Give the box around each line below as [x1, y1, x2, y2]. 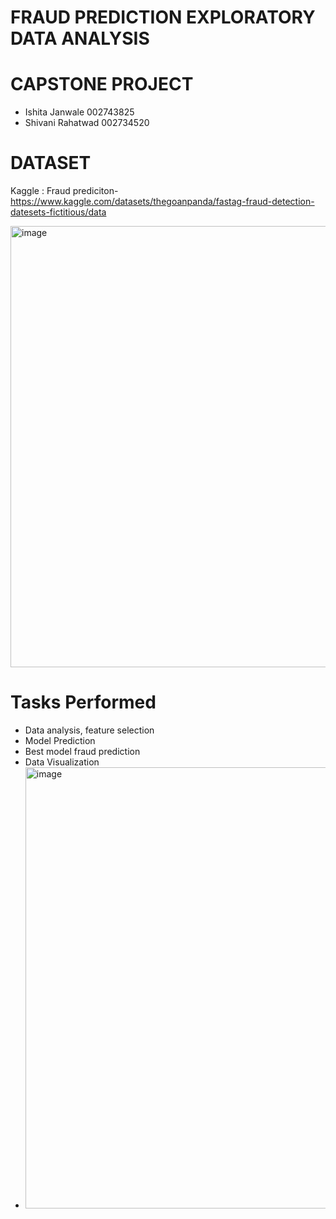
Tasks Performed [10, 691, 157, 714]
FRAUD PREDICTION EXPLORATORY [10, 6, 316, 29]
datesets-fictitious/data [10, 206, 107, 218]
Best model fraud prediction [24, 746, 141, 757]
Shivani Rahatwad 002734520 [24, 117, 150, 129]
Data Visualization [24, 756, 100, 768]
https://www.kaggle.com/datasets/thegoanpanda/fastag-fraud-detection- [10, 196, 315, 208]
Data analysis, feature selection [24, 724, 155, 736]
